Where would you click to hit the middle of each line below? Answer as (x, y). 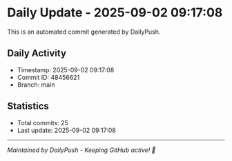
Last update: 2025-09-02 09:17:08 (66, 130)
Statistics (28, 106)
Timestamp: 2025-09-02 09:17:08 (66, 69)
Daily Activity (37, 53)
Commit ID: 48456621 (48, 77)
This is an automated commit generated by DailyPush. (84, 32)
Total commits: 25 (42, 122)
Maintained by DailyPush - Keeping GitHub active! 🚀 (81, 150)
